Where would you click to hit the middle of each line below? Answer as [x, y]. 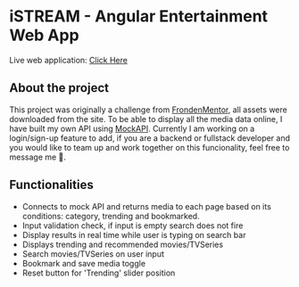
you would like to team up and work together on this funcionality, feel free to [149, 147]
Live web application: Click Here [68, 60]
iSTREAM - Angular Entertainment [139, 16]
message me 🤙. [38, 157]
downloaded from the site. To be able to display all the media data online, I [146, 119]
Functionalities [51, 185]
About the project [59, 88]
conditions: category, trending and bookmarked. [111, 216]
